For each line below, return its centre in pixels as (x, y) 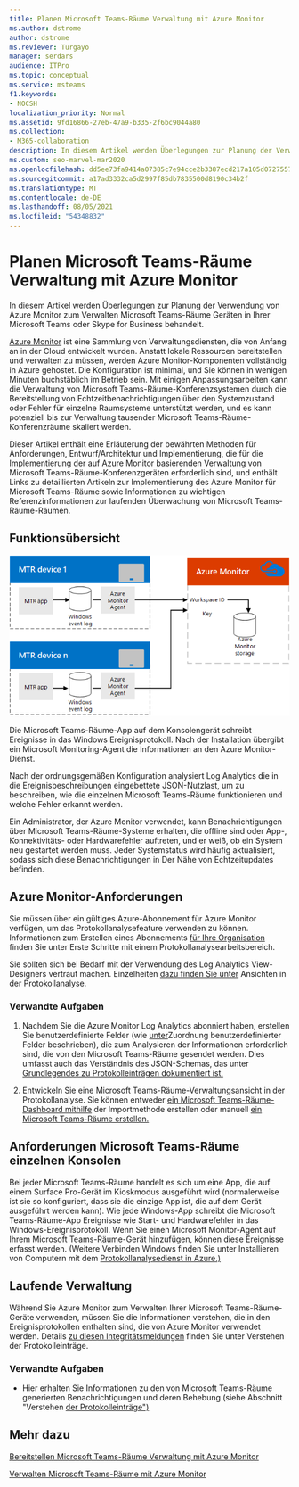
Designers (28, 973)
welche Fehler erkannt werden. (66, 804)
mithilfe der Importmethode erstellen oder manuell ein (163, 1110)
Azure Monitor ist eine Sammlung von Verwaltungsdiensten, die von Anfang (148, 341)
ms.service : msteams (48, 85)
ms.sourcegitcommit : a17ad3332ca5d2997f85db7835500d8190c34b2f (129, 178)
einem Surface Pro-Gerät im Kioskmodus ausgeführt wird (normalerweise (144, 1192)
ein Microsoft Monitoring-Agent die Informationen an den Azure (126, 748)
